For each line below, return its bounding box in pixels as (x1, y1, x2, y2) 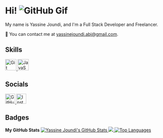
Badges (5, 113, 29, 122)
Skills (5, 45, 22, 54)
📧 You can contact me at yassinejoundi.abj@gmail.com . (5, 31, 118, 37)
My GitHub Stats (5, 127, 40, 133)
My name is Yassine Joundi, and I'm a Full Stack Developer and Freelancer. (5, 21, 159, 27)
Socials (5, 80, 29, 89)
